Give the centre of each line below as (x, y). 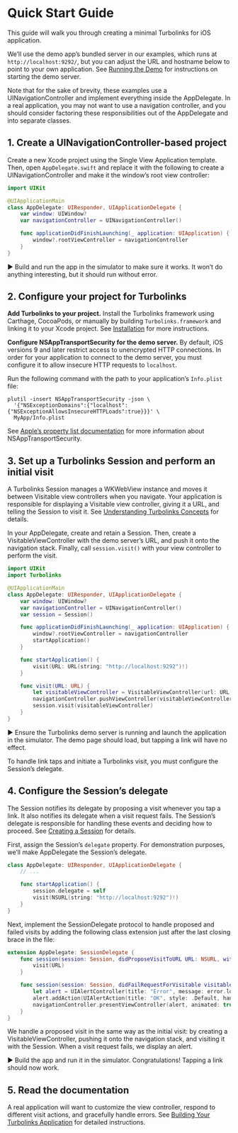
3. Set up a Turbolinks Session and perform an (112, 461)
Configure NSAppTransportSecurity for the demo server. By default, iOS (115, 343)
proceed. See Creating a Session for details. (72, 831)
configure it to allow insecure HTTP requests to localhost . (92, 365)
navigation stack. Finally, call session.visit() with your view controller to (114, 548)
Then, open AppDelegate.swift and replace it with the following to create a (116, 167)
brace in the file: (31, 939)
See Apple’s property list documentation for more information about (106, 431)
